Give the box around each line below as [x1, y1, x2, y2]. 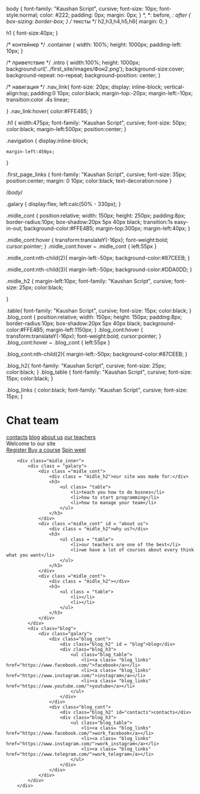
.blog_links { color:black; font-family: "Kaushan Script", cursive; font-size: [6, 386, 187, 393]
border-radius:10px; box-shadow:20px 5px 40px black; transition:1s [6, 219, 173, 225]
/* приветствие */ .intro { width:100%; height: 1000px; [6, 59, 141, 66]
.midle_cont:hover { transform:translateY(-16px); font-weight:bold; [6, 237, 169, 243]
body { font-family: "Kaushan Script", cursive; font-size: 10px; [6, 5, 158, 12]
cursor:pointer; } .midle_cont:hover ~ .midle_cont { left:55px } [6, 243, 157, 250]
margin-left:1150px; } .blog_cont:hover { [46, 326, 144, 333]
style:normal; [6, 11, 39, 19]
